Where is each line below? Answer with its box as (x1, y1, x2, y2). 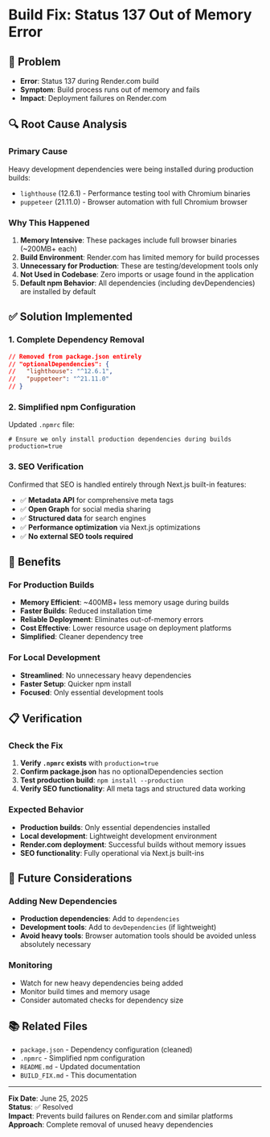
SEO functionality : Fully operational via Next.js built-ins (19, 848, 205, 857)
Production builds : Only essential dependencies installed (19, 822, 211, 832)
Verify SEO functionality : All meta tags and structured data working (19, 784, 246, 794)
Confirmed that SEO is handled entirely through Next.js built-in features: (8, 479, 247, 489)
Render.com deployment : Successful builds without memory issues (19, 840, 247, 849)
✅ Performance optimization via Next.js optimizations (19, 522, 201, 532)
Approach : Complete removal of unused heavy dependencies (8, 1120, 214, 1130)
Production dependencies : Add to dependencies (19, 914, 180, 923)
